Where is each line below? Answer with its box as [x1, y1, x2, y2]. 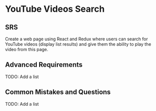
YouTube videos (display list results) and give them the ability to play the [5, 41, 151, 47]
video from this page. [5, 47, 49, 52]
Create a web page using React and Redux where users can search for [5, 36, 148, 42]
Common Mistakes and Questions [5, 88, 111, 96]
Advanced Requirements [5, 60, 83, 69]
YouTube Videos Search [5, 3, 105, 15]
